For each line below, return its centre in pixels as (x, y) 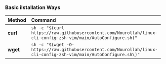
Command (44, 20)
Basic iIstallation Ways (33, 7)
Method (17, 20)
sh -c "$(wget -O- (53, 45)
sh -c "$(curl (48, 28)
